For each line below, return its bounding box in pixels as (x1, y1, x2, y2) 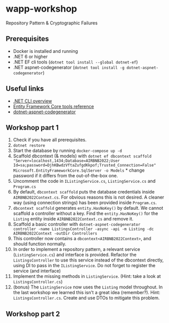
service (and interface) (13, 268, 61, 274)
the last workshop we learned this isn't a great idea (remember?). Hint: (13, 289, 160, 296)
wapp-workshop (6, 3, 77, 15)
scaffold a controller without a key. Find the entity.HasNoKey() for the (13, 210, 158, 216)
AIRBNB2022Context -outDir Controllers (13, 231, 98, 236)
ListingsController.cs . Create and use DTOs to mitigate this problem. (13, 295, 160, 301)
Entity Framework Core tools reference (13, 103, 94, 109)
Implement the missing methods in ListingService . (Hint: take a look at (13, 273, 161, 279)
